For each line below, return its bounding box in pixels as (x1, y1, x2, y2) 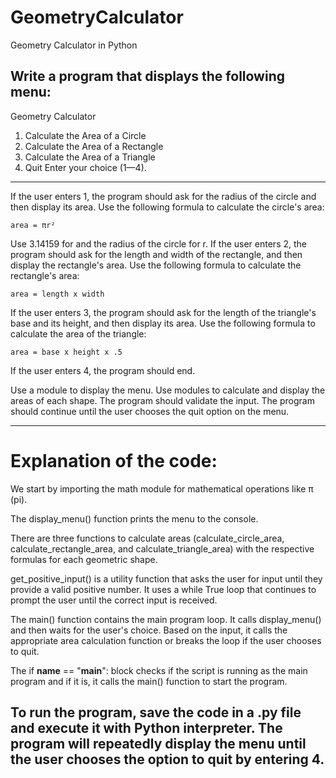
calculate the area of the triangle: (10, 327, 147, 340)
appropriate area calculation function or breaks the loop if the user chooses (10, 634, 322, 646)
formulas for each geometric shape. (10, 553, 158, 565)
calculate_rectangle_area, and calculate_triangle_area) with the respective (10, 542, 315, 555)
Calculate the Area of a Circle (24, 129, 147, 141)
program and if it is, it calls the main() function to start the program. (10, 675, 288, 687)
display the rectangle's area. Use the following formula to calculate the (10, 259, 302, 271)
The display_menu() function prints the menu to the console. (10, 512, 259, 525)
